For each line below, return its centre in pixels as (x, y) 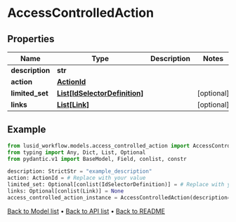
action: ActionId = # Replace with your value (77, 178)
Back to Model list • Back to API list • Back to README (86, 211)
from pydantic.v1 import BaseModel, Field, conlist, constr (97, 159)
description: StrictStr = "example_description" (80, 171)
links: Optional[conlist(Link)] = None (66, 191)
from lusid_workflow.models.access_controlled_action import (99, 145)
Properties (31, 39)
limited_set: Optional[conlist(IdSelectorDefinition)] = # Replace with (116, 185)
